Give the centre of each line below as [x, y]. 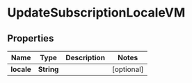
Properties [31, 38]
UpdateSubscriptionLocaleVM [96, 13]
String [48, 69]
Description [86, 58]
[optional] [128, 69]
